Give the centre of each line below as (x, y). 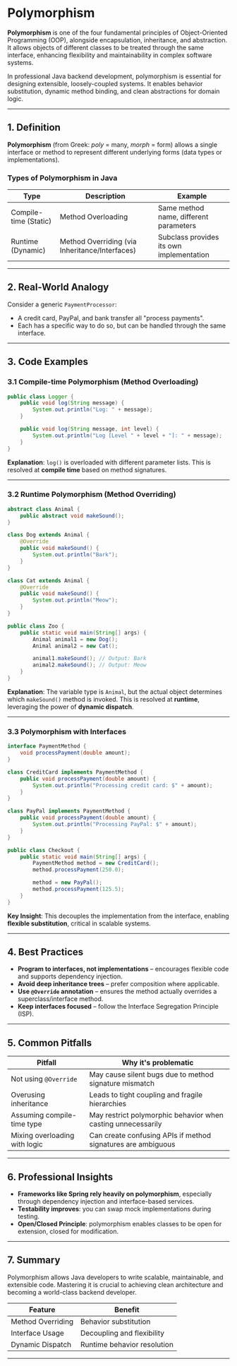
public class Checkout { (44, 850)
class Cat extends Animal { (49, 580)
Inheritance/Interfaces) (98, 251)
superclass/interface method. (60, 999)
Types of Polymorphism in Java (62, 178)
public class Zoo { (36, 626)
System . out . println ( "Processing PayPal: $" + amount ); (115, 825)
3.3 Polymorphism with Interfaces (67, 731)
